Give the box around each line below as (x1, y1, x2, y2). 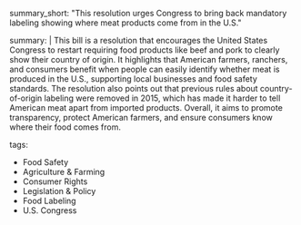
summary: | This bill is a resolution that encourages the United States (9, 35, 268, 45)
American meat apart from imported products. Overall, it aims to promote (9, 103, 284, 112)
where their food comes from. (9, 122, 121, 132)
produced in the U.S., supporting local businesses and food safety (9, 73, 257, 84)
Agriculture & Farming (22, 167, 105, 177)
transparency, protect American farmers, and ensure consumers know (9, 112, 273, 122)
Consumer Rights (22, 176, 88, 187)
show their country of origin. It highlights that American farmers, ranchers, (9, 54, 288, 64)
